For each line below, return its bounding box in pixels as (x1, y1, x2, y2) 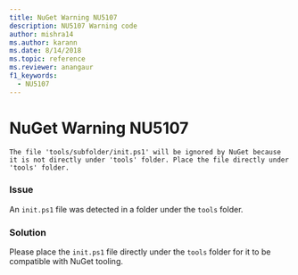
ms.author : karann (9, 37, 78, 47)
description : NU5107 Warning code (9, 21, 138, 30)
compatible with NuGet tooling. (9, 256, 123, 267)
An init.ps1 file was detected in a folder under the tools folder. (9, 204, 244, 214)
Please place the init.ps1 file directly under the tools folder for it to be (9, 246, 271, 257)
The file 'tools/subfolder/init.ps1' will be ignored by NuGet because (9, 147, 281, 156)
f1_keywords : (9, 71, 58, 80)
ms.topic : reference (9, 54, 87, 63)
